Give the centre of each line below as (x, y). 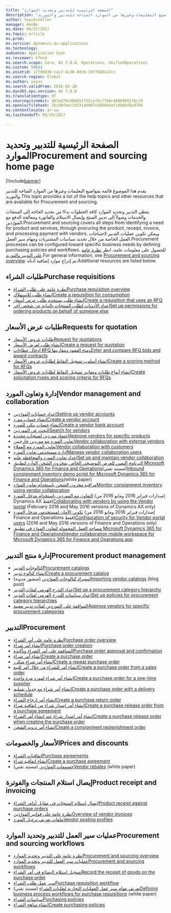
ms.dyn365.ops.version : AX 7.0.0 (41, 91)
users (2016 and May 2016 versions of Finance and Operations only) (85, 523)
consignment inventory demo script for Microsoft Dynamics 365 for (84, 474)
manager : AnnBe (22, 24)
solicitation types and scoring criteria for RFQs (62, 378)
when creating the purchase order (49, 722)
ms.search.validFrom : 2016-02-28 (41, 86)
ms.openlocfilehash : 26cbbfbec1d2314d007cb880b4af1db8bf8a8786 (75, 106)
